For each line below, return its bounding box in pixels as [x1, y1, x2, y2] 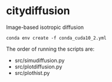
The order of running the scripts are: [6, 45, 95, 53]
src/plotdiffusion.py [14, 63, 62, 70]
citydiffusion [6, 4, 70, 18]
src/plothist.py [14, 69, 50, 76]
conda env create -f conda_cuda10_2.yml [6, 35, 107, 41]
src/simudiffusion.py [14, 57, 65, 64]
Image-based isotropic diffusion [6, 24, 84, 31]
